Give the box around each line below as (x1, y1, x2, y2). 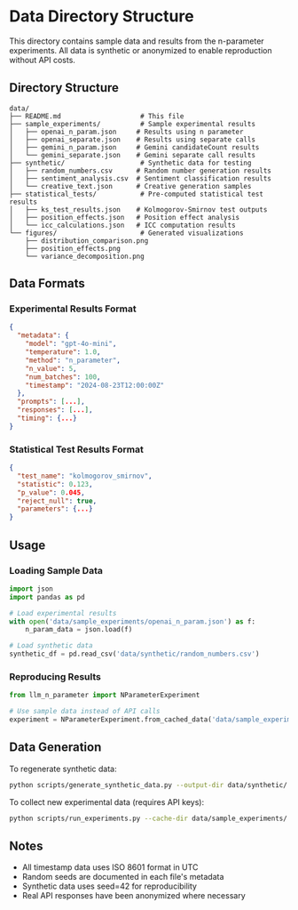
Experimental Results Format (9, 302, 137, 315)
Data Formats (9, 276, 86, 291)
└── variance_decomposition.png (25, 252, 145, 261)
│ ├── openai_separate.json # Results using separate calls (9, 135, 255, 144)
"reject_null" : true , (17, 496, 98, 505)
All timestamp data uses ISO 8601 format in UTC (21, 862, 199, 873)
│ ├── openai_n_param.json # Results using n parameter (9, 127, 244, 136)
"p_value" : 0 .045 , (17, 487, 86, 497)
